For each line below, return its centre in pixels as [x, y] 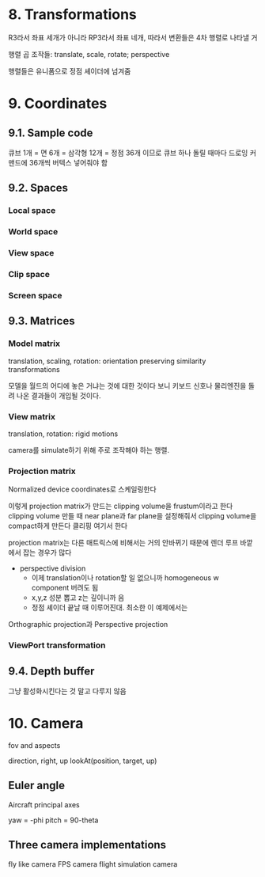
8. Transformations [72, 15]
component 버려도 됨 [65, 588]
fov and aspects [34, 745]
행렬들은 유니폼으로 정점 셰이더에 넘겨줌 [70, 71]
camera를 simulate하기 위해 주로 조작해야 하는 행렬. [89, 450]
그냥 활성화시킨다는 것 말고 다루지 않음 [67, 691]
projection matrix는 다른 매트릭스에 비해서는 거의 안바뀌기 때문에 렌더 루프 [123, 543]
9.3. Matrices [42, 321]
